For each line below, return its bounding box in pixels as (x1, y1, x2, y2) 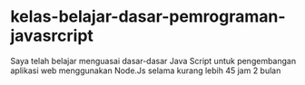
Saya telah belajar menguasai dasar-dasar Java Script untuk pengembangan (10, 55, 297, 66)
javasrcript (10, 25, 94, 46)
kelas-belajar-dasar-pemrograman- (10, 6, 286, 27)
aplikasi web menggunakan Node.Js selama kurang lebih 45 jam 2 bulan (10, 65, 281, 76)
